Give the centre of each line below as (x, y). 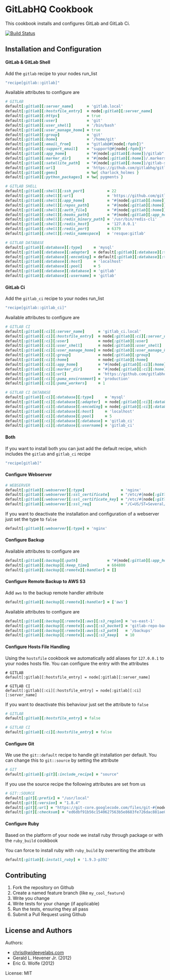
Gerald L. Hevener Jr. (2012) (42, 958)
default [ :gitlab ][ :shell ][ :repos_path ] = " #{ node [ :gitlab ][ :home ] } (86, 205)
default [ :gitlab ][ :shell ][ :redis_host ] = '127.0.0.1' (71, 224)
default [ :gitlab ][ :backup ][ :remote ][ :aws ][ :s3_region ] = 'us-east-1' (80, 621)
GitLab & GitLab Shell (28, 62)
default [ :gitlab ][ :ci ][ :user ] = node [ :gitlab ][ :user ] (77, 341)
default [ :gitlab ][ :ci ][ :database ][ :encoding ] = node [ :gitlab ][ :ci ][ (79, 407)
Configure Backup (25, 540)
